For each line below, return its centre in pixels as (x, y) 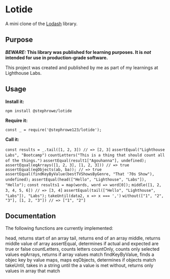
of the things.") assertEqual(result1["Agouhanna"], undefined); (76, 161)
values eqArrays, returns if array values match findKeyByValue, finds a (80, 254)
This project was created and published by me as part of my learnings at (82, 67)
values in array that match (33, 271)
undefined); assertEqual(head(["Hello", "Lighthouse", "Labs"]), (76, 180)
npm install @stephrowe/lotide (39, 111)
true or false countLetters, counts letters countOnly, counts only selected (82, 249)
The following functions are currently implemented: (59, 228)
